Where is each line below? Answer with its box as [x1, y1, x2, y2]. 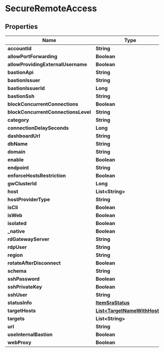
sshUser [7, 291, 28, 298]
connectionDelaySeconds [7, 125, 69, 131]
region [7, 252, 23, 258]
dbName [7, 140, 28, 147]
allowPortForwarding [7, 53, 58, 60]
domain [7, 149, 26, 155]
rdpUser [7, 244, 27, 250]
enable [7, 156, 24, 163]
